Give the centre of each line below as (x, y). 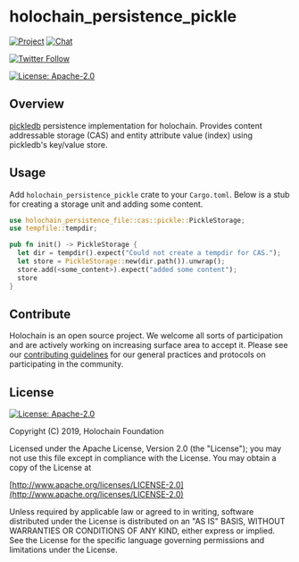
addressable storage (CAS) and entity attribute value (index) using (131, 135)
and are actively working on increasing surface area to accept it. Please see (149, 345)
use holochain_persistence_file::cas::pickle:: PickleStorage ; (127, 220)
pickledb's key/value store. (58, 144)
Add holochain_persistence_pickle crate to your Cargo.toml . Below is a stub (149, 194)
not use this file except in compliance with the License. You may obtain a (143, 458)
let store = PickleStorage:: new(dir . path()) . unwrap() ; (121, 261)
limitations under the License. (63, 550)
